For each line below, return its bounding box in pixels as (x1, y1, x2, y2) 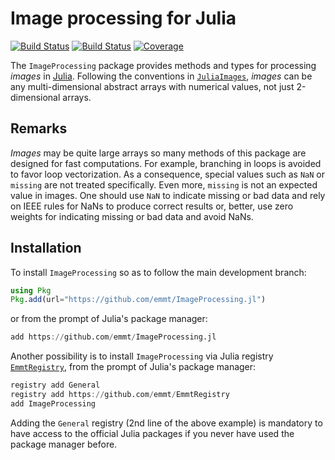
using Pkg (10, 285, 52, 296)
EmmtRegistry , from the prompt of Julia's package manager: (10, 361, 257, 373)
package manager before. (10, 438, 118, 450)
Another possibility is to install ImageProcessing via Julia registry (10, 350, 274, 362)
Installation (10, 240, 82, 257)
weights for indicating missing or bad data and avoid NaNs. (10, 210, 254, 222)
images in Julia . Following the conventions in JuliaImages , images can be (10, 70, 313, 82)
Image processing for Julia (10, 7, 237, 30)
